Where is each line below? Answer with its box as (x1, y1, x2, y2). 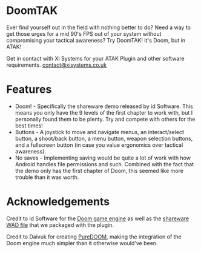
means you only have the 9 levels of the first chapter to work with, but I (15, 109, 193, 116)
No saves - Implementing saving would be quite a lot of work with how (15, 154, 191, 161)
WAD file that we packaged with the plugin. (6, 221, 114, 228)
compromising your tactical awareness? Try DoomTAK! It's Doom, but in (6, 36, 186, 44)
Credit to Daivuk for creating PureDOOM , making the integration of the (6, 233, 182, 240)
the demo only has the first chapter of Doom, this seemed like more (15, 167, 183, 174)
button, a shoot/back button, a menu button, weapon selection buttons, (15, 135, 193, 142)
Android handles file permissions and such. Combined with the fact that (15, 160, 194, 167)
